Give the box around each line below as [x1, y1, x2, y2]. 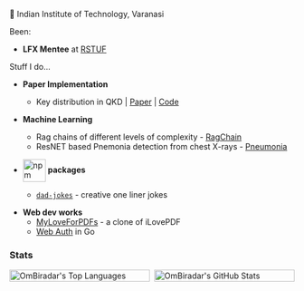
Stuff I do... [9, 62, 52, 72]
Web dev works [22, 207, 83, 218]
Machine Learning [22, 114, 93, 124]
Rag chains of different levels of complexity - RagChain [35, 131, 242, 142]
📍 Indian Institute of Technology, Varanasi [9, 9, 165, 19]
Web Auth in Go [35, 227, 95, 237]
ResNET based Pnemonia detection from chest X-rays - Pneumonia [35, 141, 288, 151]
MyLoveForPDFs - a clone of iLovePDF [35, 217, 181, 227]
